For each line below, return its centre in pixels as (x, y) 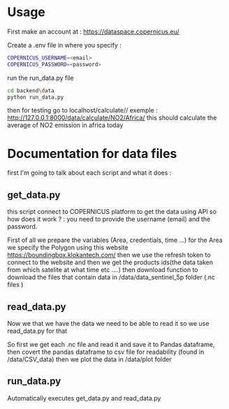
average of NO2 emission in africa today (65, 125)
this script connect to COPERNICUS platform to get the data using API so (112, 212)
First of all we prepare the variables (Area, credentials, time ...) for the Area (115, 240)
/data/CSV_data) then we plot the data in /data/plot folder (90, 359)
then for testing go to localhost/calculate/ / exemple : (83, 110)
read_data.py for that (37, 331)
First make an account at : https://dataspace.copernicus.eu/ (93, 31)
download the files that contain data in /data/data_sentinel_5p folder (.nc (111, 278)
